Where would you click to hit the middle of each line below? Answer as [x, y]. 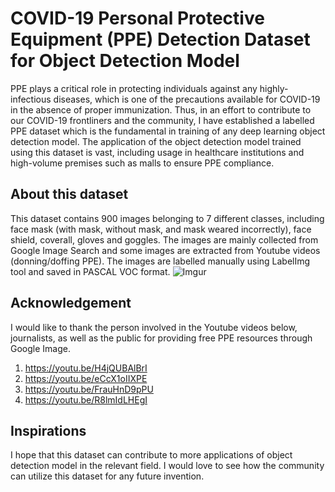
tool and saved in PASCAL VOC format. [90, 271]
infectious [31, 99]
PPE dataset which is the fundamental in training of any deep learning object [168, 131]
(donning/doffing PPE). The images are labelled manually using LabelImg [160, 261]
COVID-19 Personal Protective [137, 18]
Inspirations [48, 430]
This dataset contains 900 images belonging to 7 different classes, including [167, 218]
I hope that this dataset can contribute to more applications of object [151, 455]
